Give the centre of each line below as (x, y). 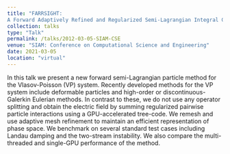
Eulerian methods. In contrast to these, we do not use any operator (126, 99)
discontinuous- (184, 92)
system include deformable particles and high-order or (85, 92)
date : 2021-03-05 (32, 52)
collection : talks (33, 26)
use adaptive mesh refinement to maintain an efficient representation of (108, 121)
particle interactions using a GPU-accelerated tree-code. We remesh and (110, 114)
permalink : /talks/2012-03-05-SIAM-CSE (64, 39)
